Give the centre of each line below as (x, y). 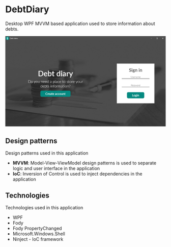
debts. (12, 29)
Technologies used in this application (44, 208)
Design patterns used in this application (47, 153)
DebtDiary (27, 9)
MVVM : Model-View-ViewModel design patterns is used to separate (84, 163)
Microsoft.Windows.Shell (39, 234)
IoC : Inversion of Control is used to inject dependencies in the (77, 174)
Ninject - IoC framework (38, 239)
